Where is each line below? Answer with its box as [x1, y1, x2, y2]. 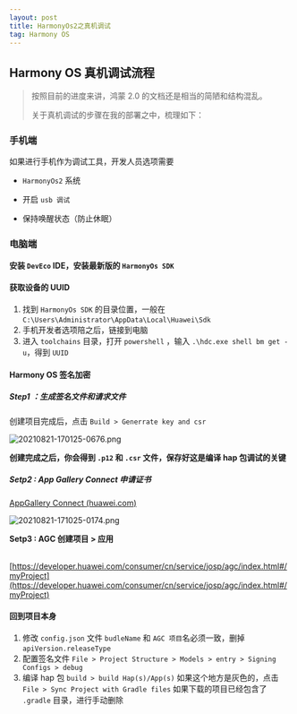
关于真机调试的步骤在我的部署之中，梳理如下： [30, 109, 204, 121]
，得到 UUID [26, 347, 69, 357]
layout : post [9, 13, 58, 22]
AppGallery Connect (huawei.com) [9, 497, 137, 508]
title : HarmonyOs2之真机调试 [9, 22, 112, 30]
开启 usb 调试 [21, 194, 71, 205]
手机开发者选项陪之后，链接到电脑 [21, 324, 148, 335]
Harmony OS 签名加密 [9, 369, 91, 380]
